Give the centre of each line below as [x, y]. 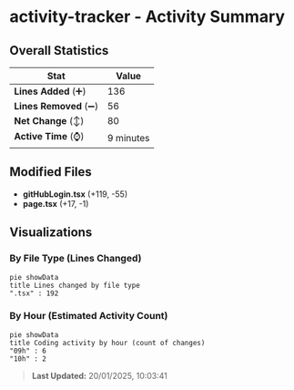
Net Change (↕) [49, 121]
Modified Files [51, 172]
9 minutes [128, 138]
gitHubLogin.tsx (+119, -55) [75, 194]
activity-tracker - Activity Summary [147, 17]
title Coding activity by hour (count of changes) [107, 343]
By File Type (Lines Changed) [76, 259]
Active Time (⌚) [49, 136]
